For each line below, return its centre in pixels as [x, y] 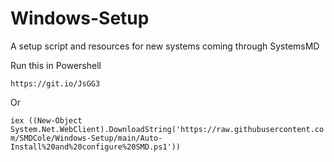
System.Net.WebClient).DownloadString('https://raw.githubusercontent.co [167, 129]
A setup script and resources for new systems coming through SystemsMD [165, 46]
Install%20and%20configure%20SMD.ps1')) [96, 147]
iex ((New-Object [46, 120]
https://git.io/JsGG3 [55, 83]
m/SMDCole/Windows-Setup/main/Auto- [86, 138]
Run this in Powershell [56, 65]
